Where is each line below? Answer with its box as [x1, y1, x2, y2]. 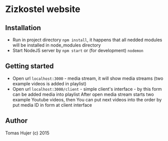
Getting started [5, 62, 54, 71]
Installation [5, 24, 41, 32]
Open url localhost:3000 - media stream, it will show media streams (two [12, 75, 163, 81]
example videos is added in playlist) [12, 80, 87, 86]
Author [5, 116, 28, 125]
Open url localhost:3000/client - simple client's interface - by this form [12, 86, 162, 92]
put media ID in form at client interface [12, 102, 92, 108]
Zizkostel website [5, 4, 81, 15]
